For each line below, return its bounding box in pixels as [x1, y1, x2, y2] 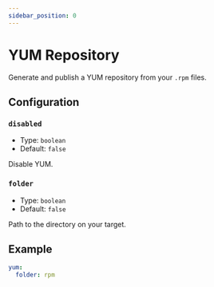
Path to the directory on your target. [8, 219, 126, 229]
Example [8, 242, 53, 256]
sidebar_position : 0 [8, 11, 77, 20]
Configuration [8, 95, 80, 108]
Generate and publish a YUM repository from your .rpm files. [8, 73, 207, 82]
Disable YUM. [8, 159, 53, 169]
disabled [8, 119, 42, 128]
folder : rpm [15, 271, 56, 279]
